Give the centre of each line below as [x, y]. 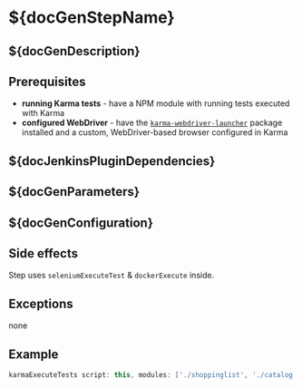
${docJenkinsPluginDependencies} [112, 161]
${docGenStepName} [92, 18]
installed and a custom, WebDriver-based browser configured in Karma [155, 132]
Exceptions [41, 303]
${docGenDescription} [74, 51]
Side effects [44, 253]
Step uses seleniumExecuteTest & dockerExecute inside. [112, 276]
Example [34, 354]
